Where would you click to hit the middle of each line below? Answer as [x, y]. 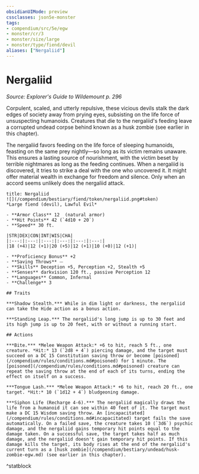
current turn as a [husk [37, 450]
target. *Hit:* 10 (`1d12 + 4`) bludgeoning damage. [73, 392]
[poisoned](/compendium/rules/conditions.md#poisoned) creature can [93, 366]
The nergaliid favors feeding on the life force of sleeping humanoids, [90, 145]
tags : [13, 23]
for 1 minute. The [144, 361]
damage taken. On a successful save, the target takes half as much [93, 434]
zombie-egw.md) [25, 455]
